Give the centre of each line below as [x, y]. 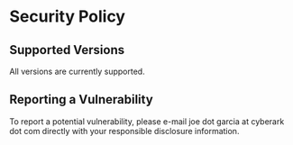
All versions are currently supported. [78, 71]
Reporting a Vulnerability [81, 100]
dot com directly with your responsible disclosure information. [124, 131]
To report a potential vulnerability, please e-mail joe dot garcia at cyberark [147, 121]
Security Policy [68, 17]
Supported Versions [67, 50]
